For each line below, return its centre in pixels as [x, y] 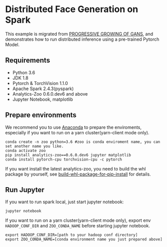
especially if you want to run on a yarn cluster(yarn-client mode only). [77, 132]
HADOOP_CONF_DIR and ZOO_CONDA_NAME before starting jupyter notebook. [78, 226]
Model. [13, 44]
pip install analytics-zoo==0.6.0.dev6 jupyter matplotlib [68, 155]
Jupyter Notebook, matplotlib [43, 99]
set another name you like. [35, 146]
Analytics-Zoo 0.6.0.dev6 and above [50, 94]
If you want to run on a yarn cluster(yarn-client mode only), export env [78, 220]
